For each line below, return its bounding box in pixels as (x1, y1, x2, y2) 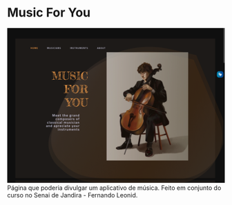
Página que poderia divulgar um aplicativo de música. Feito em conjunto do (7, 184, 222, 192)
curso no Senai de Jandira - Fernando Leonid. (7, 191, 138, 199)
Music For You (7, 5, 91, 21)
